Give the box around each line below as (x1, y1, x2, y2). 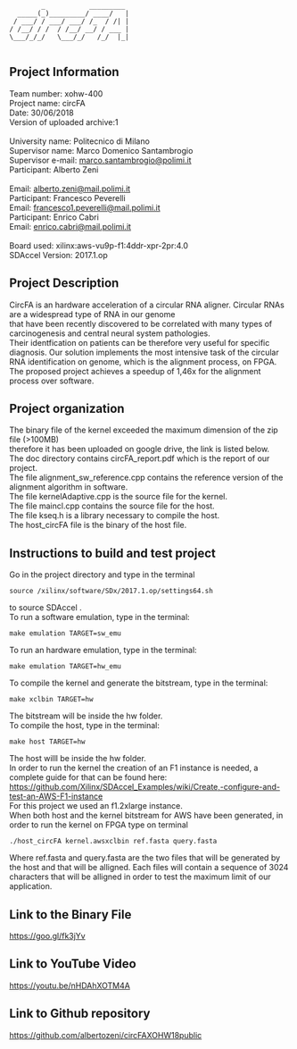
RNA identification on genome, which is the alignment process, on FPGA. (9, 356, 277, 367)
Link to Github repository (9, 1006, 151, 1021)
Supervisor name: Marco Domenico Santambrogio (9, 145, 194, 155)
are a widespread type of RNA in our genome (9, 308, 176, 319)
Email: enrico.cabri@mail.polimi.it (9, 221, 132, 231)
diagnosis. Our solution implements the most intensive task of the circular (9, 347, 279, 357)
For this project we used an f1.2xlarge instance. (9, 801, 183, 811)
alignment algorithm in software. (9, 482, 128, 492)
